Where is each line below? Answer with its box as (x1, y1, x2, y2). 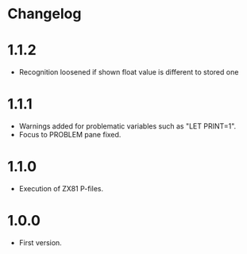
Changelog (7, 5, 82, 23)
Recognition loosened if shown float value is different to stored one (18, 67, 239, 77)
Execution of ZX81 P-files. (18, 184, 104, 193)
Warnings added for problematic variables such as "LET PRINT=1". (18, 121, 237, 131)
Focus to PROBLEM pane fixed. (18, 130, 122, 140)
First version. (18, 237, 63, 247)
